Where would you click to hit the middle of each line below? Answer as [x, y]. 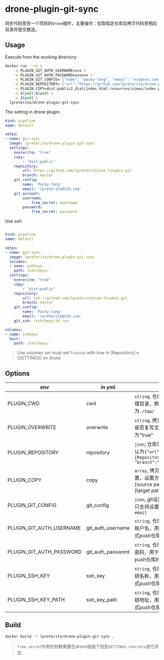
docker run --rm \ [24, 66]
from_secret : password [54, 212]
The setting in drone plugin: [33, 112]
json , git [144, 500]
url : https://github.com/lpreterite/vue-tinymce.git [77, 171]
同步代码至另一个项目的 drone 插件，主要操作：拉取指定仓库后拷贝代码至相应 [81, 23]
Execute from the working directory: [41, 57]
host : [15, 339]
